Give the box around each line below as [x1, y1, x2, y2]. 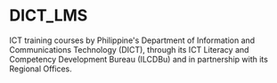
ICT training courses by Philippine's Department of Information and [9, 35, 256, 46]
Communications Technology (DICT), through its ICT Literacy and [9, 44, 249, 54]
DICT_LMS [9, 5, 88, 26]
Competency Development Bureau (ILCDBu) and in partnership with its [9, 54, 269, 64]
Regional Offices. [9, 63, 73, 74]
